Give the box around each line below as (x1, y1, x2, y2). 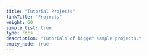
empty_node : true (6, 41, 49, 47)
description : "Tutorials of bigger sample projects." (6, 36, 142, 41)
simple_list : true (6, 24, 52, 31)
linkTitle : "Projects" (6, 14, 62, 20)
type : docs (6, 30, 33, 36)
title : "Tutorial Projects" (6, 8, 76, 15)
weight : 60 (6, 19, 33, 25)
